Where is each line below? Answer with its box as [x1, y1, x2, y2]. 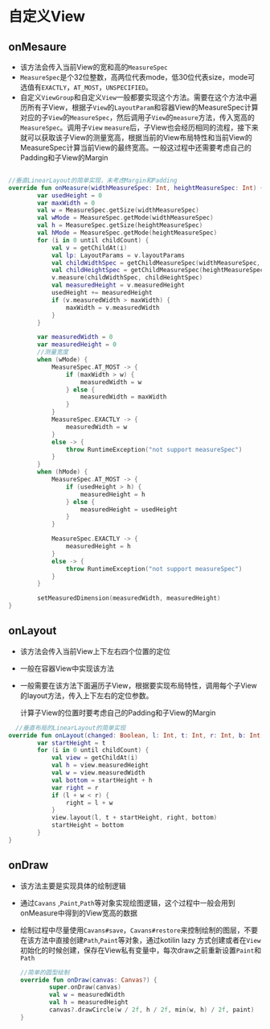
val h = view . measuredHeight [51, 762, 149, 770]
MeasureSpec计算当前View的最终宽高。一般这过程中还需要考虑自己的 [19, 143, 252, 152]
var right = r [51, 783, 99, 791]
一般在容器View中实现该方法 [19, 663, 115, 673]
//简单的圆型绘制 [19, 968, 70, 977]
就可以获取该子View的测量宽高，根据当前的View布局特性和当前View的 [19, 133, 253, 142]
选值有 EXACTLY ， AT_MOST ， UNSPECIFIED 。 [19, 82, 153, 92]
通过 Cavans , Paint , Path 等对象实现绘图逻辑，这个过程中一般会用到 [19, 898, 235, 907]
